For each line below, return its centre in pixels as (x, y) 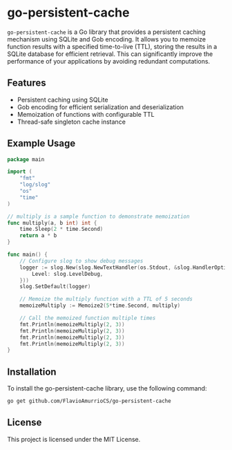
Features (27, 83)
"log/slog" (35, 185)
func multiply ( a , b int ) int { (52, 223)
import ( (20, 172)
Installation (32, 372)
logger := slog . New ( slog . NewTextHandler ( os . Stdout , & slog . (106, 268)
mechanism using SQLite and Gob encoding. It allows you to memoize (107, 39)
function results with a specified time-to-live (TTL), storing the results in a (112, 46)
